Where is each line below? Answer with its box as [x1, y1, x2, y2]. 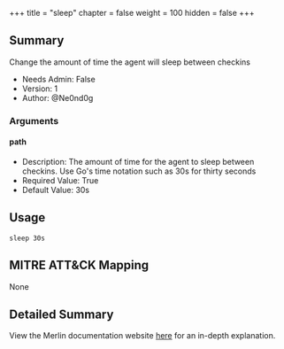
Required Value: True [21, 174, 99, 185]
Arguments [9, 114, 59, 127]
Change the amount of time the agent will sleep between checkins [9, 57, 250, 67]
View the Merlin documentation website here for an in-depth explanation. [9, 330, 276, 341]
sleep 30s [9, 234, 46, 243]
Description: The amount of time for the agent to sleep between [21, 156, 255, 167]
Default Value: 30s [21, 184, 90, 195]
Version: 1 [21, 83, 58, 94]
